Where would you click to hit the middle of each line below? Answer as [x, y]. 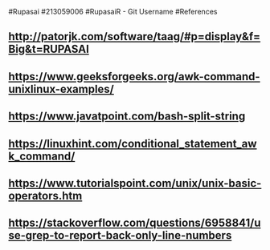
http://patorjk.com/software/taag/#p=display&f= [135, 36]
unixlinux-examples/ [61, 89]
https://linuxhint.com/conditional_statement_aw [133, 143]
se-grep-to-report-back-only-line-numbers [120, 236]
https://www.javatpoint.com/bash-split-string [127, 117]
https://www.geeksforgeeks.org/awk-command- [134, 77]
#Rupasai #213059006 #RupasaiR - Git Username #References [113, 12]
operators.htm [45, 196]
